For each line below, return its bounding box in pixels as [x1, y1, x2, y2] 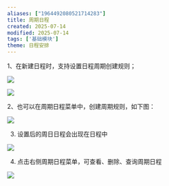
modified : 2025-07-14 [7, 29, 69, 37]
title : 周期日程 [7, 17, 49, 23]
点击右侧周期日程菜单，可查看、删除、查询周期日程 [16, 158, 162, 165]
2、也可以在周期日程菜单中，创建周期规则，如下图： [7, 103, 156, 110]
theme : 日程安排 [7, 42, 49, 49]
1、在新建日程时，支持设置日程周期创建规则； [7, 62, 136, 70]
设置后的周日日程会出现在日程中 [16, 130, 108, 138]
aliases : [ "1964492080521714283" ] [7, 10, 106, 17]
